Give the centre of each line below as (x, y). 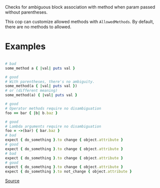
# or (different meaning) (31, 91)
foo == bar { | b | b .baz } (31, 113)
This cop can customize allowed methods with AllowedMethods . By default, (80, 22)
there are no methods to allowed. (38, 27)
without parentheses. (26, 12)
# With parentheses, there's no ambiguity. (50, 82)
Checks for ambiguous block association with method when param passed (80, 7)
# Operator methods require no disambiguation (53, 108)
